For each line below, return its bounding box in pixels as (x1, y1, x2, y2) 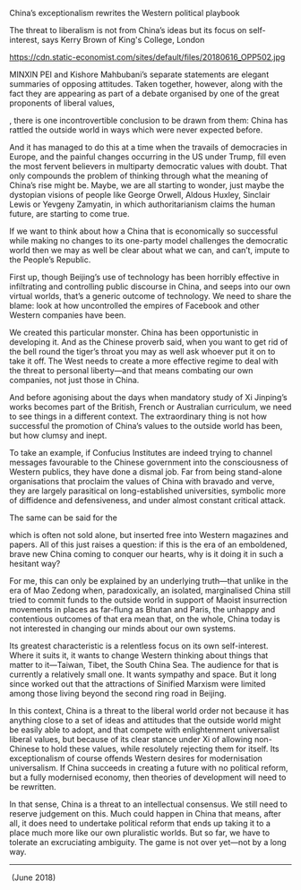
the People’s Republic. (9, 254, 91, 265)
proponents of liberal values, (9, 98, 115, 108)
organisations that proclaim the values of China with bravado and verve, (9, 476, 275, 486)
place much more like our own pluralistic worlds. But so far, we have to (9, 827, 271, 838)
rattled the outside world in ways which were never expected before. (9, 124, 263, 135)
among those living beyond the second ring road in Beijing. (9, 689, 227, 698)
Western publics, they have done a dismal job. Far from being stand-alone (9, 466, 282, 477)
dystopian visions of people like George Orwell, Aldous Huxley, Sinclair (9, 190, 271, 200)
